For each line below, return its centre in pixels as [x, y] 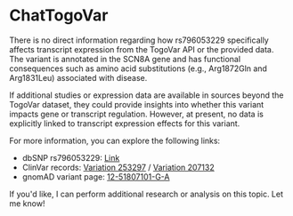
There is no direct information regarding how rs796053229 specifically [139, 40]
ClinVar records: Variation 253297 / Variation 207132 [118, 167]
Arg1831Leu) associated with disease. [78, 77]
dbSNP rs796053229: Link [71, 157]
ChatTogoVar [59, 16]
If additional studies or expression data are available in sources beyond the [146, 95]
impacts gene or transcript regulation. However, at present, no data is [137, 114]
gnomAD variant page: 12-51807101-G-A [96, 176]
